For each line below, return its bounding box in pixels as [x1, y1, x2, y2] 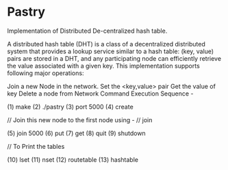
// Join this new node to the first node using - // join [7, 115, 153, 124]
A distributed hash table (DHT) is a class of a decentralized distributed [7, 40, 205, 48]
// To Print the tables [7, 142, 65, 150]
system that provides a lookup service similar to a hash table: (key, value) [7, 47, 214, 55]
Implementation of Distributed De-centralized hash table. [7, 27, 168, 35]
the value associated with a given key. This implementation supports [7, 61, 200, 70]
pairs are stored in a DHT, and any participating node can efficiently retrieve [7, 54, 221, 62]
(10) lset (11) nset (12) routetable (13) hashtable [7, 155, 139, 164]
